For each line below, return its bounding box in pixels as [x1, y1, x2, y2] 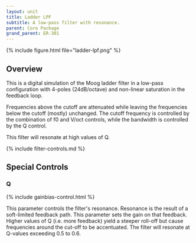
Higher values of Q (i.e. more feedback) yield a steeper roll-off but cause [6, 217, 184, 224]
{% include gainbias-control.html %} [6, 193, 95, 201]
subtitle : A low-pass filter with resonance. [6, 19, 120, 25]
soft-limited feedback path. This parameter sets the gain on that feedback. [6, 211, 188, 218]
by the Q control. [6, 122, 47, 129]
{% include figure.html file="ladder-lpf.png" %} [6, 47, 121, 54]
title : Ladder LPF [6, 14, 51, 20]
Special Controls [6, 162, 68, 172]
